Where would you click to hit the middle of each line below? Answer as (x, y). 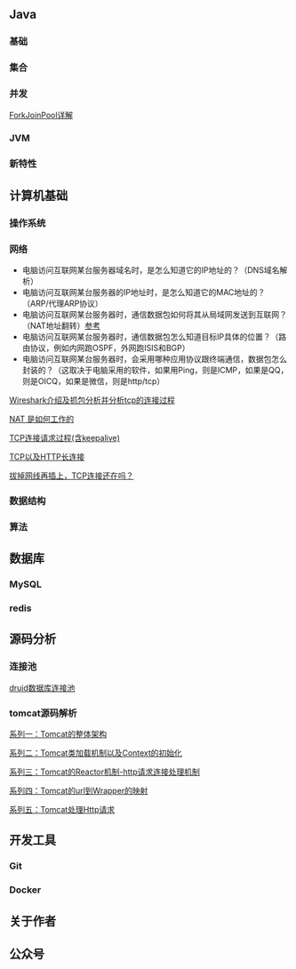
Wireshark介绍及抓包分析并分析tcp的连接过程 (92, 400)
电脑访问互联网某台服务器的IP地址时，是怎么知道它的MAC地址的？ (144, 292)
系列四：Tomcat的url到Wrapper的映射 (79, 791)
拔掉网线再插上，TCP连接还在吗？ (72, 476)
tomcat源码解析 (43, 713)
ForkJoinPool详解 (41, 115)
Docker (25, 890)
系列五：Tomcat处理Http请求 (62, 810)
